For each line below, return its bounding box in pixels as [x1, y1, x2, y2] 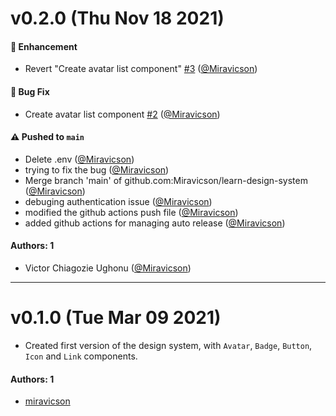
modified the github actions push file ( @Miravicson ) [24, 206, 239, 218]
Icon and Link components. [24, 350, 138, 362]
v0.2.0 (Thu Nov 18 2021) [10, 7, 225, 30]
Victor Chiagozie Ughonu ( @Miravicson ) [24, 262, 192, 274]
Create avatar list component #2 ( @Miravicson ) [24, 108, 221, 120]
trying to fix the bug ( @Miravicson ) [24, 163, 170, 176]
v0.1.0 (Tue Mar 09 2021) [10, 307, 222, 329]
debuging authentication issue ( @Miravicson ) [24, 195, 213, 207]
